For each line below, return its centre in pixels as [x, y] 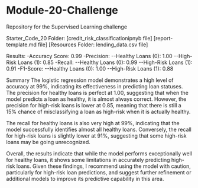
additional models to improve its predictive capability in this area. [85, 179]
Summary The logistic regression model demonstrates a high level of [90, 80]
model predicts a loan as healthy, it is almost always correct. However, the [96, 99]
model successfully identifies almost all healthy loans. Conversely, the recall [99, 129]
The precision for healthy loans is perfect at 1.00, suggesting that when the [98, 93]
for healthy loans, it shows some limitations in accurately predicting [88, 160]
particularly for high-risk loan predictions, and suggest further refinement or [99, 172]
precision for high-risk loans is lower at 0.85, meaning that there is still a [94, 105]
